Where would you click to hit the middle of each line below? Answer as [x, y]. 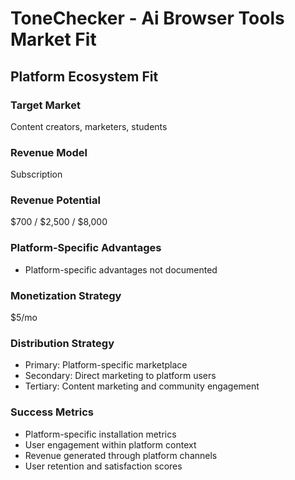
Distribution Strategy [62, 343]
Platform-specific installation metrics [100, 434]
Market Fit [53, 39]
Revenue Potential [55, 200]
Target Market [45, 105]
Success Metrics [52, 412]
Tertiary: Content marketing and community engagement [142, 386]
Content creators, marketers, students [89, 126]
